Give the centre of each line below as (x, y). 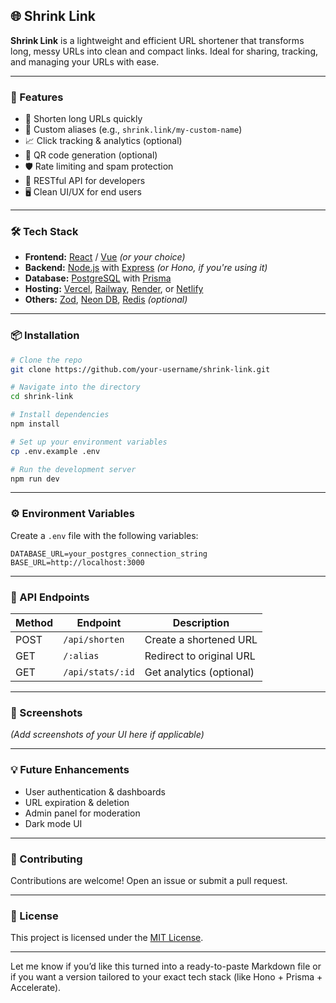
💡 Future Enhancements (70, 770)
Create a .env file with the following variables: (104, 535)
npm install (35, 424)
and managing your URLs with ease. (85, 61)
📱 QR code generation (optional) (91, 155)
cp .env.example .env (55, 451)
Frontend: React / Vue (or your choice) (105, 257)
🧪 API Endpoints (50, 597)
